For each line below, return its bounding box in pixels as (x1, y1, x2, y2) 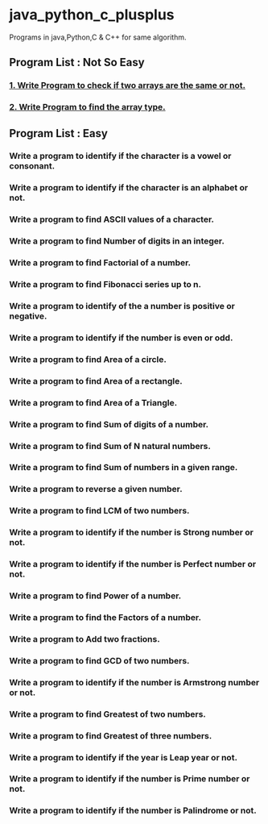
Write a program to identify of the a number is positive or (9, 301, 236, 312)
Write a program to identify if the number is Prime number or (9, 773, 250, 784)
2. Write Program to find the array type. (9, 102, 166, 113)
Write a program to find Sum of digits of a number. (9, 418, 209, 430)
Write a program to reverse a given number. (9, 484, 183, 495)
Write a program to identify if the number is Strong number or (9, 526, 254, 538)
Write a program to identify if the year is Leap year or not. (9, 751, 238, 763)
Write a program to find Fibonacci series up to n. (9, 279, 202, 290)
